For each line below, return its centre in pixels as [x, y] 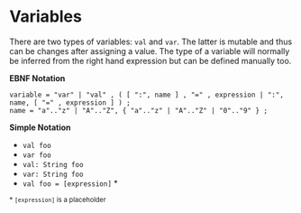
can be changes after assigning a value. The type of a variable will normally [150, 51]
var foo [36, 155]
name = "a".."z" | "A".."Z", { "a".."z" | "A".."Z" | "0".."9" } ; [139, 110]
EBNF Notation [37, 78]
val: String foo [53, 164]
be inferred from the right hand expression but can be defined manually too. [150, 60]
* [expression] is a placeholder [58, 199]
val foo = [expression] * [70, 183]
